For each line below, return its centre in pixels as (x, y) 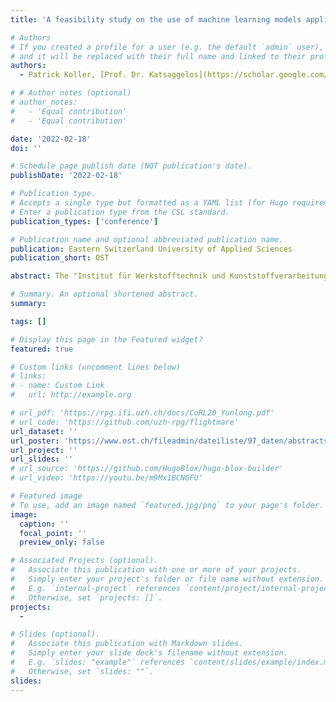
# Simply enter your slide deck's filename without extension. (149, 653)
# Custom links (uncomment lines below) (96, 367)
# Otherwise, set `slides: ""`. (82, 671)
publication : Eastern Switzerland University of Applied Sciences (151, 249)
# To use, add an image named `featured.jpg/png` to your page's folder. (167, 505)
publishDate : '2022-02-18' (66, 176)
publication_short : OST (60, 258)
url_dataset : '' (44, 431)
